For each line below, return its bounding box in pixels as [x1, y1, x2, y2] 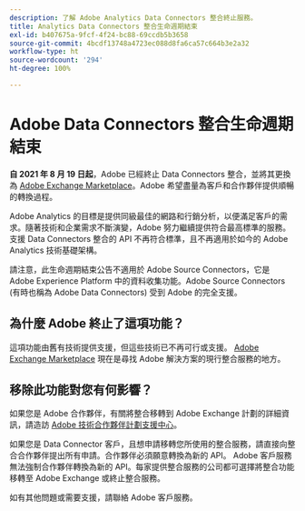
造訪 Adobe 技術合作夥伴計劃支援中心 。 [33, 419, 182, 430]
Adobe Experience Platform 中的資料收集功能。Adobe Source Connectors [9, 275, 286, 286]
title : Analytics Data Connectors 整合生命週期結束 [9, 22, 198, 31]
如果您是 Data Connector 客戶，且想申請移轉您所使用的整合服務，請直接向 [9, 438, 288, 450]
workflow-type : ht [9, 47, 79, 56]
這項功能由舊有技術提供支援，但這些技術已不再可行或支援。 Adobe [9, 342, 260, 353]
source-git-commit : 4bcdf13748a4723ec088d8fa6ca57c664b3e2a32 [9, 38, 250, 48]
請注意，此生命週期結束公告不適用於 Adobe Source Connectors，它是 [9, 264, 271, 275]
